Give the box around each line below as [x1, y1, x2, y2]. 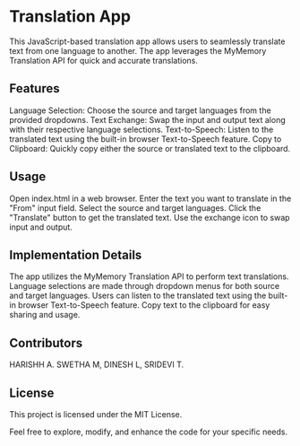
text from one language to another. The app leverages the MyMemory [9, 45, 267, 56]
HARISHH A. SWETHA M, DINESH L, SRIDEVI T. [9, 359, 184, 370]
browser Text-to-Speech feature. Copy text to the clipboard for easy [17, 300, 270, 310]
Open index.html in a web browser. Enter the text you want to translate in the [9, 193, 292, 204]
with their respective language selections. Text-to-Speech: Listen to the [9, 124, 274, 135]
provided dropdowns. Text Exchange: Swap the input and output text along [9, 114, 287, 125]
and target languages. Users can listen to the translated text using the [9, 290, 267, 302]
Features [9, 81, 60, 96]
